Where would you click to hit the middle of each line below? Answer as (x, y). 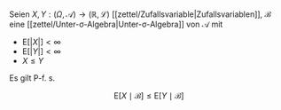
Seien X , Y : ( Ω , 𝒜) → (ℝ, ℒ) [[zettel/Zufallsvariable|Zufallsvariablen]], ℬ (140, 14)
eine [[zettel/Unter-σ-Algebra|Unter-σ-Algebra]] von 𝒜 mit (116, 24)
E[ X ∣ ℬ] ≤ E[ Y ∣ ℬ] (149, 96)
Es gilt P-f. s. (32, 78)
